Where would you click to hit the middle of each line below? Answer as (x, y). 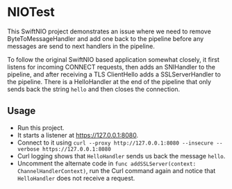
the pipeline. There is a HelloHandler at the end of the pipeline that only (109, 81)
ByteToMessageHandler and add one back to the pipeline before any (106, 38)
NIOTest (31, 12)
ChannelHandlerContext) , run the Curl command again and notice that (116, 170)
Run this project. (41, 128)
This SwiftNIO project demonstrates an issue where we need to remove (109, 31)
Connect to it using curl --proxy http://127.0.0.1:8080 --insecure (115, 142)
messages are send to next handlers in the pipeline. (81, 46)
